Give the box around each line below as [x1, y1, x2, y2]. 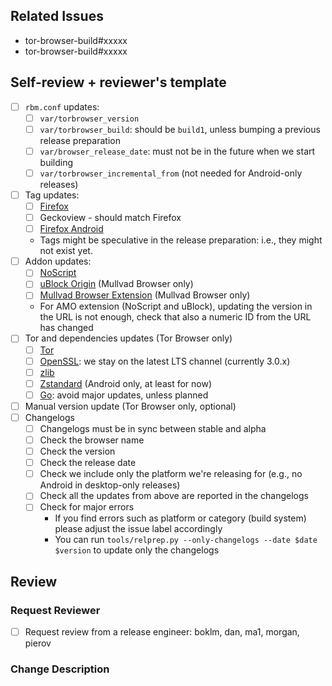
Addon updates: [24, 255, 92, 268]
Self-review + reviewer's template [10, 74, 227, 91]
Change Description [10, 662, 110, 676]
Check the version [39, 445, 116, 458]
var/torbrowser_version [39, 114, 140, 124]
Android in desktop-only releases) [39, 479, 181, 491]
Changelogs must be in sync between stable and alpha [39, 422, 267, 434]
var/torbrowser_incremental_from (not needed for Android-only [39, 167, 303, 179]
